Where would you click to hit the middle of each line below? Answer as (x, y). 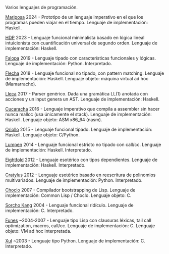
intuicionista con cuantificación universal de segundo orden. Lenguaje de (81, 43)
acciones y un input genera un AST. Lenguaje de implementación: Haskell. (82, 99)
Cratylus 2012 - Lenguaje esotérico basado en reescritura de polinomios (80, 175)
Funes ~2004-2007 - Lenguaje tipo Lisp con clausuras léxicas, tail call (78, 220)
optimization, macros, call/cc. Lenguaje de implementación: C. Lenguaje (80, 226)
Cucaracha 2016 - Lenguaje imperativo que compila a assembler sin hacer (82, 109)
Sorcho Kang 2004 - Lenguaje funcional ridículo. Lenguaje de (69, 205)
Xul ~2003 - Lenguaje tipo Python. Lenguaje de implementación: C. (75, 241)
